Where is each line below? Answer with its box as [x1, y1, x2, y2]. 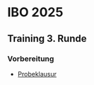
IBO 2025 [7, 4, 64, 21]
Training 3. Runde [7, 33, 87, 45]
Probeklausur [17, 69, 57, 78]
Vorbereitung [7, 54, 54, 64]
